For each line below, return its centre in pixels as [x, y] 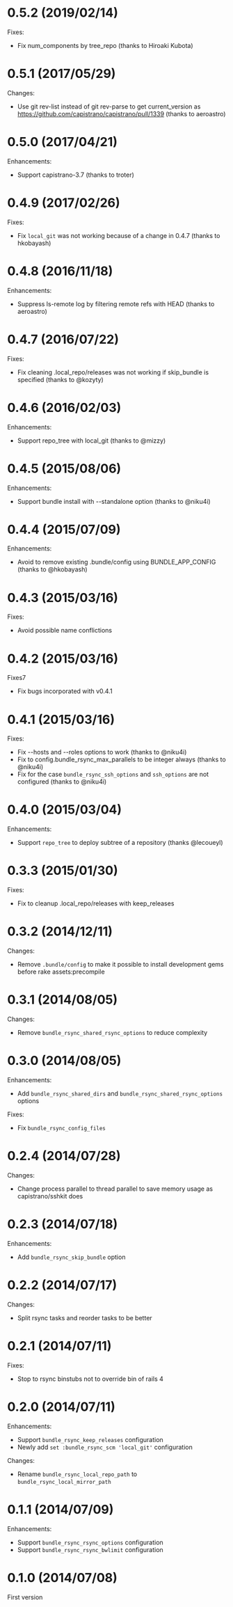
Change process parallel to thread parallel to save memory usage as [115, 1189]
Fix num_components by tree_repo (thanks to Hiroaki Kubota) [105, 45]
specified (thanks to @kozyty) [61, 379]
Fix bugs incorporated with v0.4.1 [65, 691]
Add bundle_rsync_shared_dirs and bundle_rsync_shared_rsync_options [120, 1093]
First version [25, 1597]
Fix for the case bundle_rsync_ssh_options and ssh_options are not [113, 775]
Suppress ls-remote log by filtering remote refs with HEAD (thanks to [116, 303]
